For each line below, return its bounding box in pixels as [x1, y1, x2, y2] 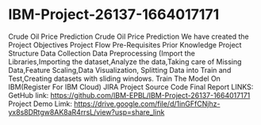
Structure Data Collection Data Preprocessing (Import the [8, 48, 196, 58]
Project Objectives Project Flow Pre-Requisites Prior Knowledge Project [8, 40, 242, 49]
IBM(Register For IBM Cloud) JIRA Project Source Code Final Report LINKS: [8, 81, 254, 92]
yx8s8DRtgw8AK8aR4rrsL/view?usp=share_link [8, 107, 165, 116]
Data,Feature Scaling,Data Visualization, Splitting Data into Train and [8, 65, 232, 74]
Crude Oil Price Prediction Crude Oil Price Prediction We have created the [8, 32, 249, 41]
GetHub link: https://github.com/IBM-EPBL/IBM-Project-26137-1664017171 [8, 90, 251, 100]
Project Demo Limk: [8, 99, 73, 108]
